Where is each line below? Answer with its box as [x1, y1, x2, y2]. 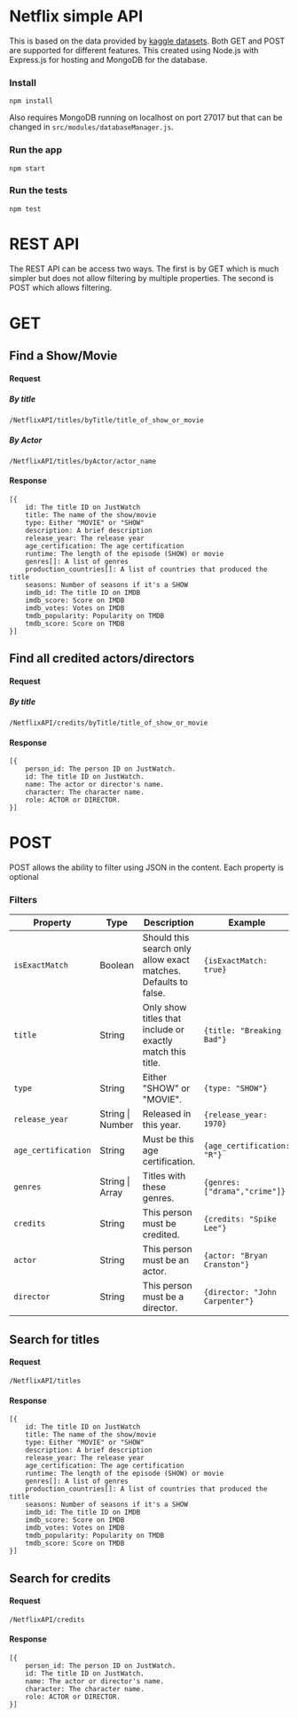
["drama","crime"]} [203, 1187, 286, 1196]
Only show [142, 1001, 187, 1014]
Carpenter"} [203, 1297, 255, 1306]
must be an [142, 1254, 189, 1266]
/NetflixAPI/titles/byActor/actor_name [9, 457, 157, 466]
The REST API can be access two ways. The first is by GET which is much [9, 263, 279, 274]
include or [142, 1023, 184, 1036]
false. [142, 987, 166, 1000]
